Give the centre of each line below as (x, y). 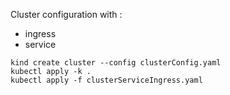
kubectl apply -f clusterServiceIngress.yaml (106, 80)
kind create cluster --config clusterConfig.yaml (116, 63)
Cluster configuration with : (66, 14)
